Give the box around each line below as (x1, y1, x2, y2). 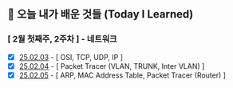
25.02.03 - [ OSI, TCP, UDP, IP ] (18, 52, 124, 62)
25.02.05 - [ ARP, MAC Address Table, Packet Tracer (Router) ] (18, 70, 227, 80)
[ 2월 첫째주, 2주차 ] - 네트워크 (7, 34, 117, 45)
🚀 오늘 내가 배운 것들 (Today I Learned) (7, 7, 194, 22)
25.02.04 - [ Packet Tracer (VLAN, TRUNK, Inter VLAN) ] (18, 61, 205, 70)
